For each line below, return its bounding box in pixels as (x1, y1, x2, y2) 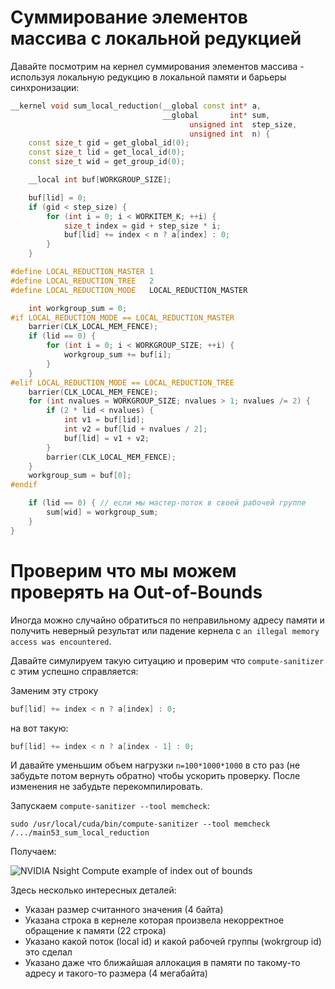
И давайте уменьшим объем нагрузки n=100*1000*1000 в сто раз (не (10, 759, 301, 771)
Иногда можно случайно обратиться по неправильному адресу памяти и (10, 614, 325, 626)
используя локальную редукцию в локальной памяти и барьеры (10, 71, 287, 83)
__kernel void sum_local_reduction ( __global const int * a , (10, 101, 262, 111)
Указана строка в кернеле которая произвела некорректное (24, 914, 285, 926)
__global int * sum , (162, 110, 271, 120)
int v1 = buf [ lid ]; (63, 415, 145, 425)
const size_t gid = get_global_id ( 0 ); (28, 138, 190, 148)
